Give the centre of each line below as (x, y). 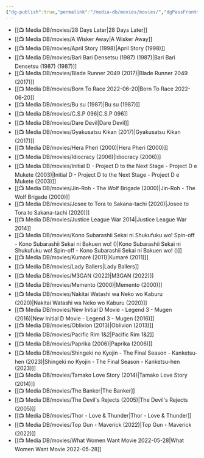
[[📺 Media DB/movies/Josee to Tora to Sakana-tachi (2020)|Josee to (102, 204)
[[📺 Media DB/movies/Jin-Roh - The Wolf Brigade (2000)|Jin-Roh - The (105, 188)
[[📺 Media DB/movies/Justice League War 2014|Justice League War (100, 219)
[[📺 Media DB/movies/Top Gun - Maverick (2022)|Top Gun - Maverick (103, 424)
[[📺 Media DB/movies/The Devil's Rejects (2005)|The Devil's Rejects (101, 400)
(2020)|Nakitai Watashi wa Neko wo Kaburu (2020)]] (81, 303)
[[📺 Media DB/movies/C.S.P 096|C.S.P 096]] (71, 113)
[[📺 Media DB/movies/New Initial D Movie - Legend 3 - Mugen (93, 309)
